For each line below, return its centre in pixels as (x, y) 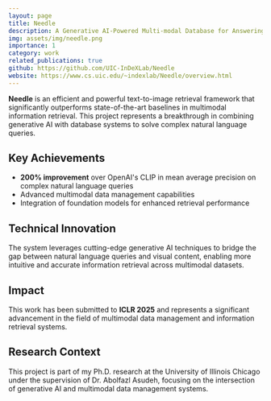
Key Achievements (57, 158)
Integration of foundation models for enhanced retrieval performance (135, 203)
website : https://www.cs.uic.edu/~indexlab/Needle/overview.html (120, 76)
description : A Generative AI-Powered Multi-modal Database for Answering (137, 31)
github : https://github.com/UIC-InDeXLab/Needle (92, 68)
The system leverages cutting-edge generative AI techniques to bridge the (132, 248)
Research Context (54, 352)
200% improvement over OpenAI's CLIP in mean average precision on (138, 177)
